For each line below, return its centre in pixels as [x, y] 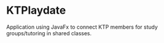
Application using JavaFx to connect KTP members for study [82, 27]
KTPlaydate [36, 10]
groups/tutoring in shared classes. [49, 33]
